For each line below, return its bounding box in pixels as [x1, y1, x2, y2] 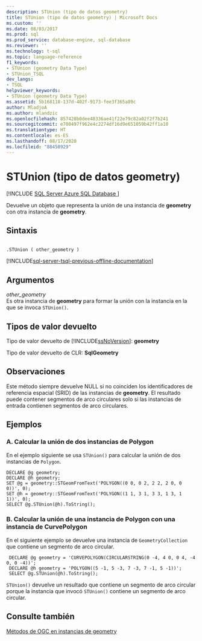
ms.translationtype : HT [6, 127, 66, 133]
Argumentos [6, 275, 54, 285]
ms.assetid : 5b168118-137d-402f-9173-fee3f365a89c [6, 99, 136, 105]
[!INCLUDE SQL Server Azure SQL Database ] [6, 190, 119, 197]
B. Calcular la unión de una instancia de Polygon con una [6, 515, 175, 524]
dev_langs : [6, 76, 34, 82]
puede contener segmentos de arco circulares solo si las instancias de [6, 395, 181, 403]
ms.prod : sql [6, 31, 39, 37]
